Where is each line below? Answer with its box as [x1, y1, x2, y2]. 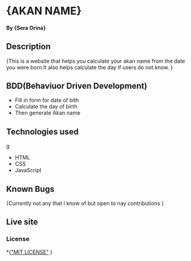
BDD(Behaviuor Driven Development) [6, 80, 147, 91]
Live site [6, 217, 38, 227]
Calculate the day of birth [14, 103, 78, 110]
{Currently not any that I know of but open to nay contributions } [6, 200, 164, 207]
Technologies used [6, 126, 79, 136]
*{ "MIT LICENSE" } [6, 248, 53, 256]
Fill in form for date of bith [14, 97, 79, 104]
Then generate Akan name [14, 109, 81, 117]
